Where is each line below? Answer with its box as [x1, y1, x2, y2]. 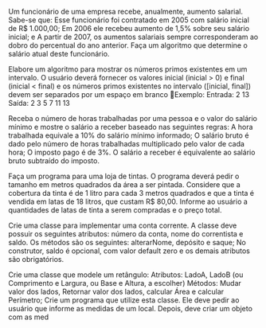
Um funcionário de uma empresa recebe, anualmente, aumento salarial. [8, 7, 243, 16]
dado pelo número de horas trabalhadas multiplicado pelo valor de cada [8, 139, 245, 148]
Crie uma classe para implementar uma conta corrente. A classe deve [8, 221, 237, 230]
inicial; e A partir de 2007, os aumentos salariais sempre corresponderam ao [8, 32, 259, 41]
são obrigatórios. [8, 255, 65, 264]
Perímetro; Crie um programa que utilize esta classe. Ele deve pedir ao [8, 295, 240, 305]
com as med [8, 312, 49, 322]
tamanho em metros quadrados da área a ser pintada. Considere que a [8, 180, 241, 189]
